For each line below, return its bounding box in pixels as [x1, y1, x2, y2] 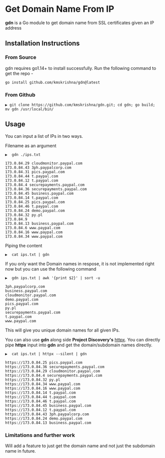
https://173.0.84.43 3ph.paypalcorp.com [5, 412, 90, 417]
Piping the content [5, 243, 43, 248]
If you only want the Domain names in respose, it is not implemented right [5, 261, 155, 267]
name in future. [5, 448, 36, 454]
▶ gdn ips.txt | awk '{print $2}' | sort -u [5, 275, 100, 280]
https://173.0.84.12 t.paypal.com [5, 407, 76, 412]
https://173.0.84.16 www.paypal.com [5, 386, 80, 391]
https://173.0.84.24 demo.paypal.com [5, 416, 83, 421]
